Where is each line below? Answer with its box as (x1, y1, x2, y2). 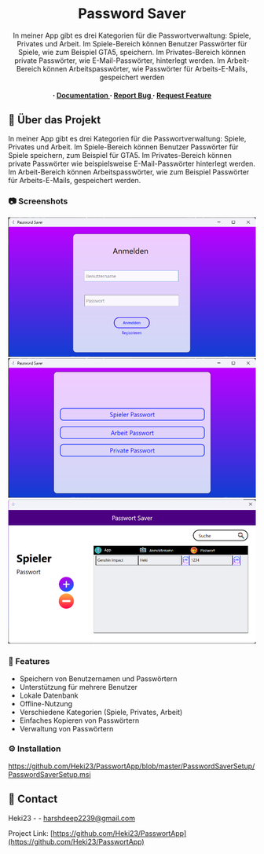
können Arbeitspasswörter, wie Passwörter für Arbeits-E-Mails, (42, 64, 248, 73)
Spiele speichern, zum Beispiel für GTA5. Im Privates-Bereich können (8, 151, 232, 160)
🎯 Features (8, 656, 50, 667)
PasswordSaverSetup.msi (8, 769, 92, 779)
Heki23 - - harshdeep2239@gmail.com (8, 813, 136, 823)
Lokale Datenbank (19, 691, 79, 700)
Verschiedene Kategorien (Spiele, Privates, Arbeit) (19, 707, 183, 717)
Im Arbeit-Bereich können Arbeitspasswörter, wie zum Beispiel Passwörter (8, 167, 250, 177)
